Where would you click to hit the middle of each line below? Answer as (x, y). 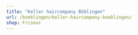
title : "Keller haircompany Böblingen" (56, 12)
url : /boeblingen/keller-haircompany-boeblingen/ (69, 17)
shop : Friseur (24, 23)
